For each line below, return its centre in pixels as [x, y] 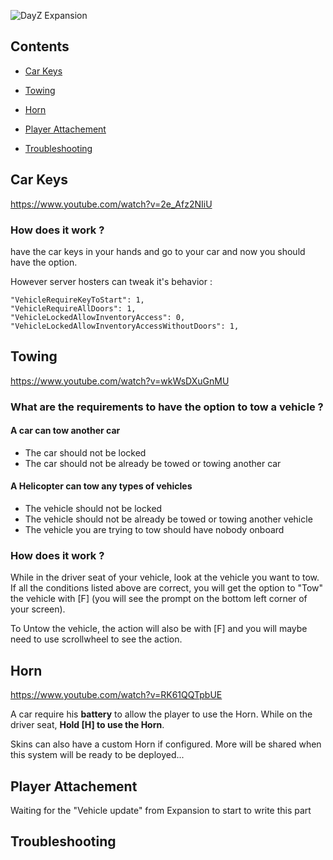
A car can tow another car [65, 431]
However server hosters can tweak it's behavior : [111, 281]
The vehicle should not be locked [93, 509]
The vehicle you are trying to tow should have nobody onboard [154, 530]
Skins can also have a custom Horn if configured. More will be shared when [166, 744]
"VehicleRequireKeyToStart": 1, [77, 300]
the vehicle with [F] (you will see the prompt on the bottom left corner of [159, 599]
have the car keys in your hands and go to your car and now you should [158, 251]
